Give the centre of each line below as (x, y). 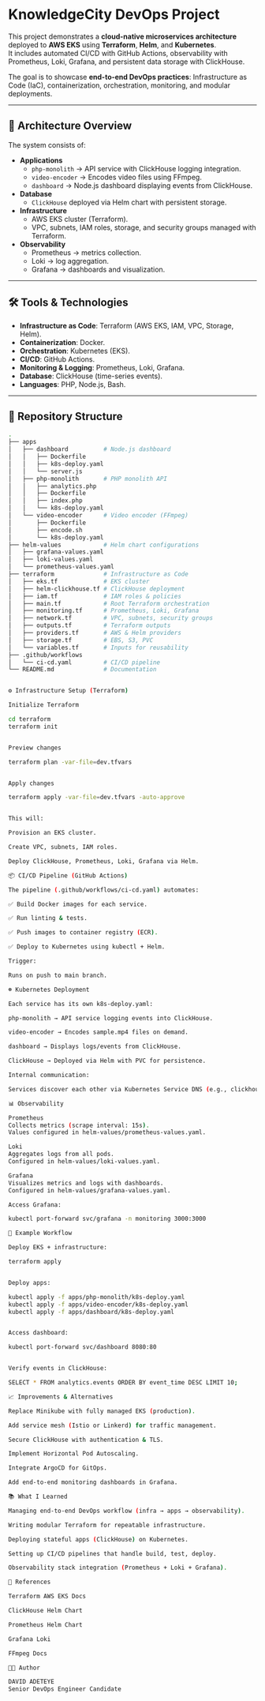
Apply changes (32, 783)
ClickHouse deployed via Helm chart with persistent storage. (129, 202)
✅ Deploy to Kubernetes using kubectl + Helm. (87, 947)
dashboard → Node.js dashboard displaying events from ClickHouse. (142, 185)
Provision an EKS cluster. (52, 833)
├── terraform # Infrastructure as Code (99, 574)
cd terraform (30, 719)
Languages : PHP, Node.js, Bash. (73, 384)
